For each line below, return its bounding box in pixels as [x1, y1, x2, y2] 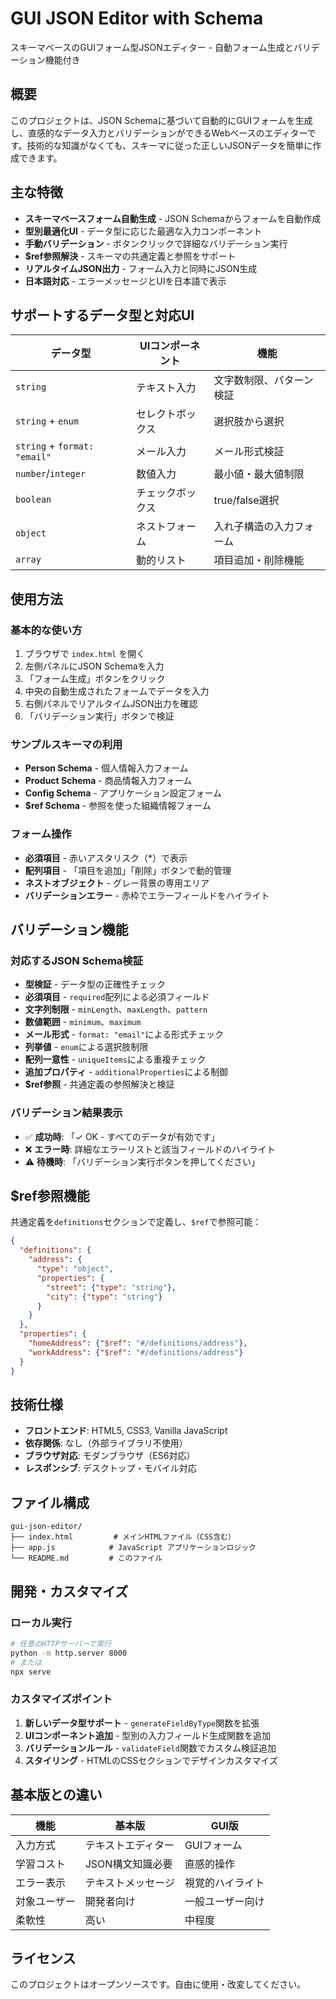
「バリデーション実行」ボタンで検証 [24, 710, 175, 722]
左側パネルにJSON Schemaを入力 [24, 660, 165, 672]
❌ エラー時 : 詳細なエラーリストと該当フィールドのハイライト [24, 1143, 276, 1155]
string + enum [15, 414, 79, 428]
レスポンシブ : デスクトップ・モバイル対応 [24, 1462, 197, 1474]
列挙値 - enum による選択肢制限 [24, 1041, 149, 1053]
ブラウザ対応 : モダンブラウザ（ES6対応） [24, 1450, 196, 1462]
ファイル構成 [10, 1494, 90, 1511]
